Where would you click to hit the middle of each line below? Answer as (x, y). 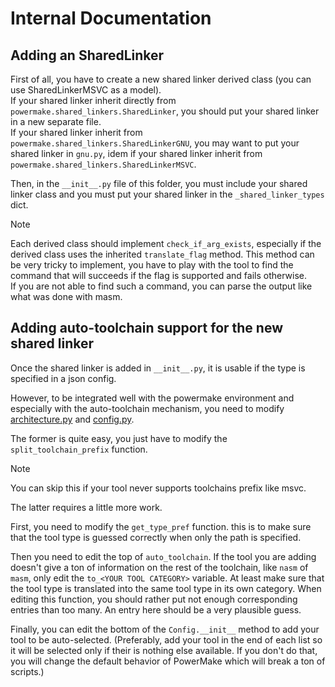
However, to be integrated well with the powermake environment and (152, 398)
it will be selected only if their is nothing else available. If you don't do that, (164, 650)
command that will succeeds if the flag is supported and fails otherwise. (159, 275)
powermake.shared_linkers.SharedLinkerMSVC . (103, 164)
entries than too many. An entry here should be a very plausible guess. (156, 609)
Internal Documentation (111, 18)
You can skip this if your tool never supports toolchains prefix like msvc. (158, 488)
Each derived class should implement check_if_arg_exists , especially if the (166, 243)
